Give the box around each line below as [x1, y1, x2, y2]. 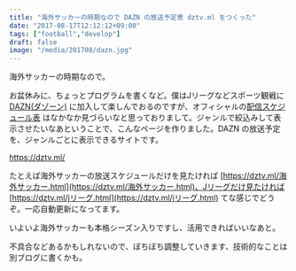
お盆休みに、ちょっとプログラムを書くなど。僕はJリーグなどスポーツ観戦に [9, 90, 285, 101]
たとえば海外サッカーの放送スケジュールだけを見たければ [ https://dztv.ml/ [9, 170, 279, 182]
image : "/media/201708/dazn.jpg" [9, 46, 133, 55]
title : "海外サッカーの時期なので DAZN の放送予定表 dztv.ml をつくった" [9, 12, 257, 22]
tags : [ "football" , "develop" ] [9, 29, 121, 38]
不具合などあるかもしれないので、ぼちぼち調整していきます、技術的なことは [9, 241, 288, 252]
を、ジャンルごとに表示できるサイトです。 [9, 135, 164, 145]
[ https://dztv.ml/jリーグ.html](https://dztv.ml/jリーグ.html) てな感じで [9, 192, 260, 204]
